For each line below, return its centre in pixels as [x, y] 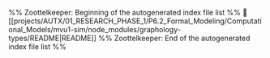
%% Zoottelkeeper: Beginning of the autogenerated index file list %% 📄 [128, 12]
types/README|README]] [53, 38]
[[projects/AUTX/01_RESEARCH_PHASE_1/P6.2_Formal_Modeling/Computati [135, 21]
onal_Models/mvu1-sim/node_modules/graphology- [94, 29]
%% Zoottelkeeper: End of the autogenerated [174, 38]
